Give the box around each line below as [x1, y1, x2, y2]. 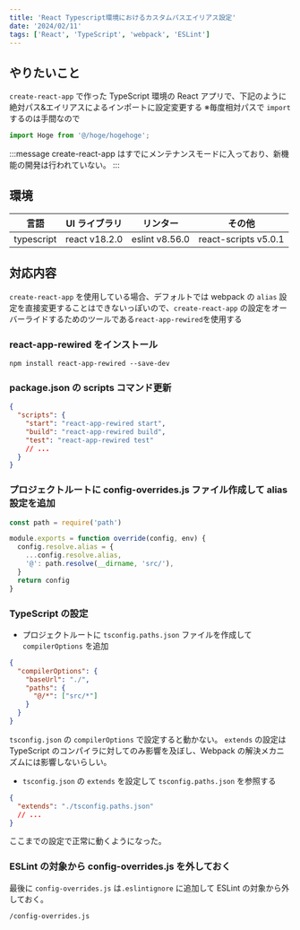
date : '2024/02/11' [9, 22, 82, 30]
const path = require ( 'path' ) [9, 517, 123, 527]
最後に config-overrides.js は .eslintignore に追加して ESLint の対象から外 [9, 882, 289, 893]
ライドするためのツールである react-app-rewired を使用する [24, 313, 243, 324]
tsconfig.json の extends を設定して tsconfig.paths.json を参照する [21, 775, 277, 786]
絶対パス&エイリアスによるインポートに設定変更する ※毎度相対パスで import [9, 102, 291, 113]
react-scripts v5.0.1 [198, 232, 285, 245]
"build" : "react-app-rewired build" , [25, 427, 167, 436]
